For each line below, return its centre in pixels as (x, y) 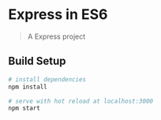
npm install (28, 87)
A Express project (56, 36)
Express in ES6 (58, 15)
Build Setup (37, 61)
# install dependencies (47, 79)
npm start (24, 108)
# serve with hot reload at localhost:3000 (81, 101)
